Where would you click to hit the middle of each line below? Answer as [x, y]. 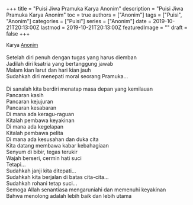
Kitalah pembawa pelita [35, 133]
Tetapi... [16, 164]
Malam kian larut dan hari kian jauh [49, 70]
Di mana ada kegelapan [35, 126]
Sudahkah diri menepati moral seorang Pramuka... [67, 76]
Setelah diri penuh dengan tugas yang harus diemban [72, 57]
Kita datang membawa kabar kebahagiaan [58, 145]
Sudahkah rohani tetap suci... [42, 183]
